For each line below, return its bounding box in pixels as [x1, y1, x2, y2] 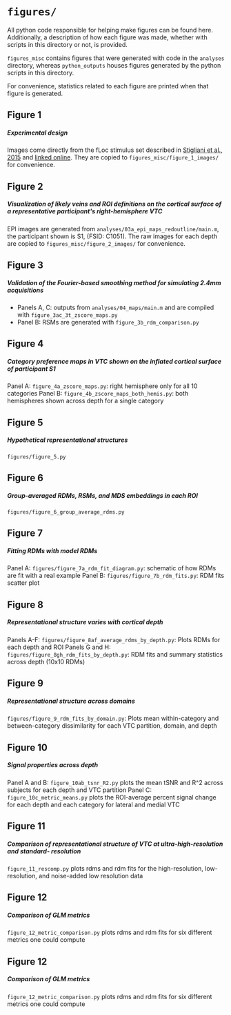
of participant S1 [7, 365, 57, 373]
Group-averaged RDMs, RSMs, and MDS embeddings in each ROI [7, 491, 199, 499]
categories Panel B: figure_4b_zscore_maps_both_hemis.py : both [7, 389, 188, 398]
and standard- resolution [7, 847, 81, 855]
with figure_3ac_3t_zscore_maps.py [17, 311, 118, 319]
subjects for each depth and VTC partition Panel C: [7, 786, 152, 794]
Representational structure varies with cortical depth [7, 618, 163, 626]
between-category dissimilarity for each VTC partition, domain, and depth [7, 722, 217, 730]
